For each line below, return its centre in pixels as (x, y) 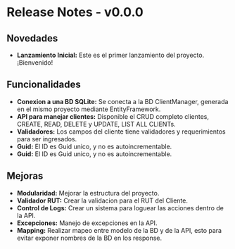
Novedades (32, 38)
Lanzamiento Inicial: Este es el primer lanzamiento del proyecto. (110, 55)
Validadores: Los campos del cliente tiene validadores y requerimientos (121, 132)
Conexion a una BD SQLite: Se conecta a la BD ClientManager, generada (122, 101)
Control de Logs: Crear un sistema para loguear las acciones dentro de (120, 207)
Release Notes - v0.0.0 (75, 12)
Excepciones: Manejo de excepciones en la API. (87, 223)
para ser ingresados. (47, 139)
